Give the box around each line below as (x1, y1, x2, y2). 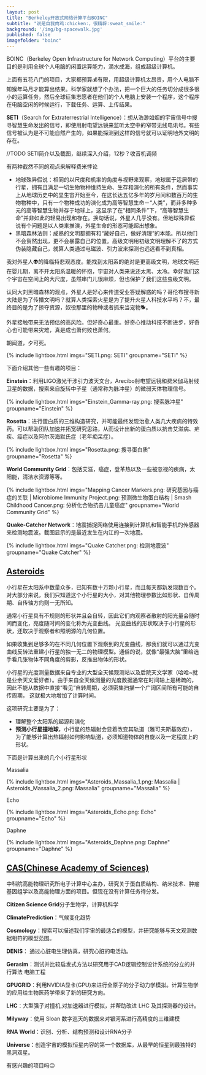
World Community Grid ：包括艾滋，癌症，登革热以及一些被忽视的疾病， (6, 466, 190, 472)
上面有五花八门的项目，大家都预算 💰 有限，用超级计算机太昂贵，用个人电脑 (6, 76, 194, 83)
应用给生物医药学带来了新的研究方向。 (11, 988, 109, 996)
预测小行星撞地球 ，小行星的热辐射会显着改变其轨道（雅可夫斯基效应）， (15, 725, 196, 733)
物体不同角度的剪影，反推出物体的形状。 (27, 655, 130, 663)
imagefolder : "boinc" (6, 37, 62, 44)
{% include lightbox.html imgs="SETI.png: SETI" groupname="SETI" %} (6, 352, 188, 359)
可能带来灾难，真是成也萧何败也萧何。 (17, 326, 114, 333)
